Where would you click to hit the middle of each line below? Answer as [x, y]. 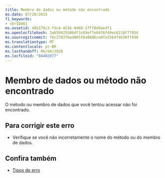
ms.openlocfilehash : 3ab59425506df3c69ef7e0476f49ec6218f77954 [72, 33]
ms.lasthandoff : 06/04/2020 [34, 51]
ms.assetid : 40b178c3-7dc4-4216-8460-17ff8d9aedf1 [58, 28]
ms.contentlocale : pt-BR [31, 47]
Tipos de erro [26, 170]
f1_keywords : [19, 19]
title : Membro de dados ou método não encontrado [57, 10]
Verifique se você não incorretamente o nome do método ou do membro [86, 137]
